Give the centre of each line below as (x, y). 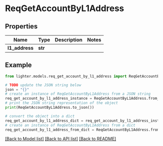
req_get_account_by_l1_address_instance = (49, 99)
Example (18, 65)
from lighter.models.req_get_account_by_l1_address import (66, 76)
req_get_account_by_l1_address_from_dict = (50, 130)
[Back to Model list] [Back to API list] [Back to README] (61, 139)
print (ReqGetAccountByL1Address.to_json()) (50, 108)
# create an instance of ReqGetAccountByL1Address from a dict (70, 125)
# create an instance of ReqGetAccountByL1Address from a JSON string (78, 94)
